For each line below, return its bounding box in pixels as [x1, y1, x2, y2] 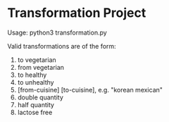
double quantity [17, 93, 63, 102]
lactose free [17, 108, 53, 116]
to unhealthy [17, 78, 54, 86]
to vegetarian [17, 55, 56, 64]
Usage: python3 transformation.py [7, 28, 107, 37]
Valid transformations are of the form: [7, 42, 116, 50]
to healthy [17, 71, 47, 79]
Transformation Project [7, 5, 146, 21]
